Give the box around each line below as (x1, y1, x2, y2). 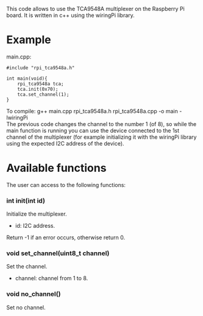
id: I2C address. (15, 222, 55, 230)
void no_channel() (6, 290, 61, 298)
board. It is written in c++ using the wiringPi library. (6, 12, 135, 19)
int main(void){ (6, 75, 48, 82)
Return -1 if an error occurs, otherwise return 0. (6, 234, 126, 241)
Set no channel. (6, 304, 46, 311)
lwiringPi (6, 114, 29, 121)
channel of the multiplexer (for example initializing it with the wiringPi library (6, 133, 197, 141)
